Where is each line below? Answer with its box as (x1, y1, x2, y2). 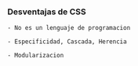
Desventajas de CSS (7, 6, 87, 17)
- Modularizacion (7, 52, 64, 60)
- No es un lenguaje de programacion (7, 24, 131, 32)
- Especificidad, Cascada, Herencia (7, 38, 127, 46)
